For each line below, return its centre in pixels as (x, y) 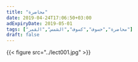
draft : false (23, 35)
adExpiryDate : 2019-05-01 (39, 23)
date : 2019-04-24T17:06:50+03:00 (49, 18)
